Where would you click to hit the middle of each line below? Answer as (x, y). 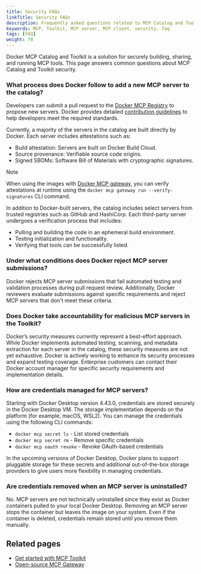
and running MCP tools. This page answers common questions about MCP (98, 63)
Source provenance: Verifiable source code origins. (78, 154)
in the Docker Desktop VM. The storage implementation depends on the (95, 410)
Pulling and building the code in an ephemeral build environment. (95, 232)
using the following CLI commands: (50, 422)
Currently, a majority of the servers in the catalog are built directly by (91, 130)
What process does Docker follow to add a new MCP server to (98, 84)
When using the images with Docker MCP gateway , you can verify (88, 184)
